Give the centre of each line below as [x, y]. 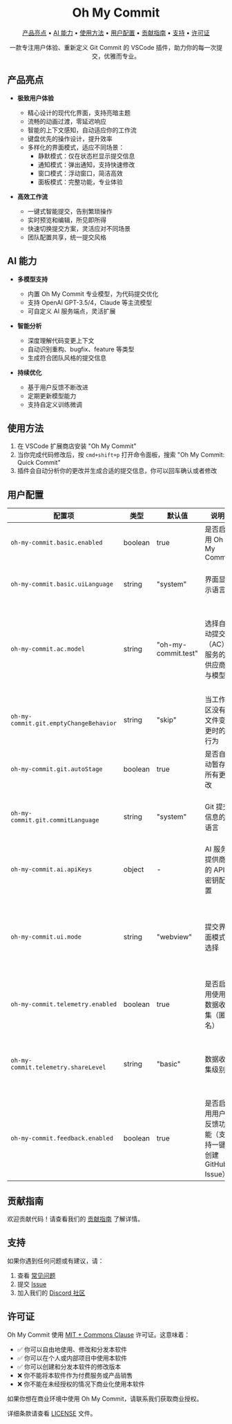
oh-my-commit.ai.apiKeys [51, 870]
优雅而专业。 [122, 56]
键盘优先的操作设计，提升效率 [70, 138]
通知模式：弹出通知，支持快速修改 [86, 165]
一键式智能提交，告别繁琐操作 [70, 211]
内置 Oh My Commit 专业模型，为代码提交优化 [93, 294]
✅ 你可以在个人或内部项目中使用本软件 [72, 1358]
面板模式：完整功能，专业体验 [80, 182]
